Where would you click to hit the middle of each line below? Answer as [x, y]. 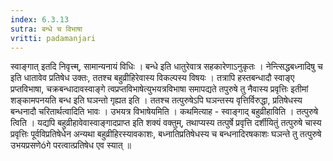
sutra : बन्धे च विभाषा [46, 29]
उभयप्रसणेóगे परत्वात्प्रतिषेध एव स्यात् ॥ [71, 145]
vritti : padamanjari [53, 38]
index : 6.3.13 [40, 19]
